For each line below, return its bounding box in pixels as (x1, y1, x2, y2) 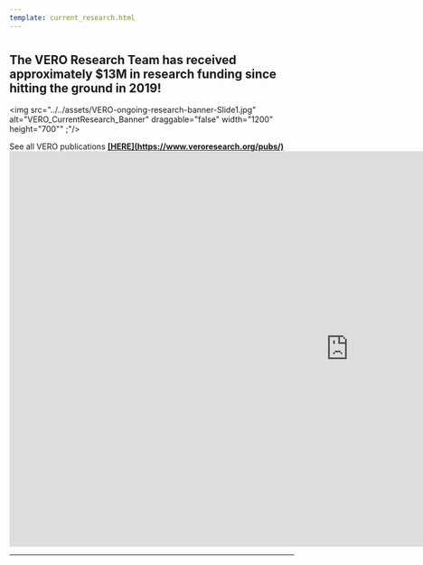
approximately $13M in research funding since (9, 66, 277, 81)
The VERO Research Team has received (9, 52, 237, 68)
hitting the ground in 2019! (9, 80, 162, 96)
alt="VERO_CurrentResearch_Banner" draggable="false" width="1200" (9, 114, 274, 125)
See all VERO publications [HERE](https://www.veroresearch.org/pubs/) (9, 141, 285, 152)
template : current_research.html (9, 13, 136, 23)
